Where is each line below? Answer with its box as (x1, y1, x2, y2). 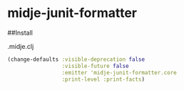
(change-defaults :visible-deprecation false (7, 55, 145, 63)
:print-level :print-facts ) (61, 76, 145, 83)
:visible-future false (61, 62, 130, 69)
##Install (7, 28, 34, 37)
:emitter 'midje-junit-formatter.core (61, 69, 177, 76)
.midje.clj (7, 42, 34, 50)
